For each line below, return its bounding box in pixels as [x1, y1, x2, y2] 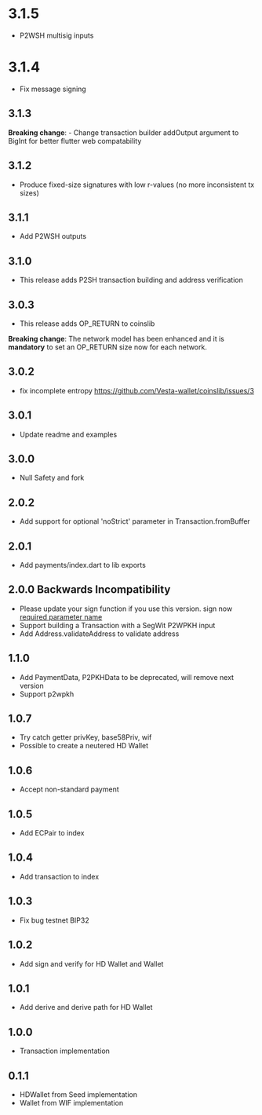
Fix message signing [19, 84, 86, 93]
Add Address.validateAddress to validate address [19, 629, 180, 638]
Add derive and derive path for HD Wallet [19, 1003, 153, 1012]
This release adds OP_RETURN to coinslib [19, 319, 155, 328]
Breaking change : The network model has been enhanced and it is [8, 334, 225, 343]
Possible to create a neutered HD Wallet [19, 741, 149, 751]
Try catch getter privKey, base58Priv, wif [19, 733, 152, 742]
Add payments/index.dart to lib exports [19, 561, 147, 569]
